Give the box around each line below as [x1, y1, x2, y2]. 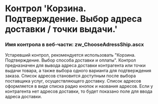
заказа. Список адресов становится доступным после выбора [5, 73, 136, 79]
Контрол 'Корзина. [5, 3, 86, 14]
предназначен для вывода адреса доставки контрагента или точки [5, 62, 146, 68]
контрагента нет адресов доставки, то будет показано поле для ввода [5, 88, 153, 94]
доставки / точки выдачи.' [5, 24, 118, 35]
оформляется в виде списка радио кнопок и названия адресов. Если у [5, 83, 153, 89]
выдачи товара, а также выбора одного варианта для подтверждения [5, 68, 152, 74]
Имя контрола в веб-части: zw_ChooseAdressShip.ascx [5, 41, 144, 48]
